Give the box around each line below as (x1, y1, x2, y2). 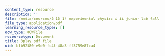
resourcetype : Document (5, 35, 54, 39)
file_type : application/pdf (5, 20, 63, 26)
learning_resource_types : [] (5, 25, 65, 30)
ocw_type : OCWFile (5, 30, 43, 35)
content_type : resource (5, 7, 54, 12)
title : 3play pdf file (5, 39, 52, 44)
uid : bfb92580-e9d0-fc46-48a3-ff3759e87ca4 (5, 43, 96, 48)
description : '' (5, 12, 38, 17)
